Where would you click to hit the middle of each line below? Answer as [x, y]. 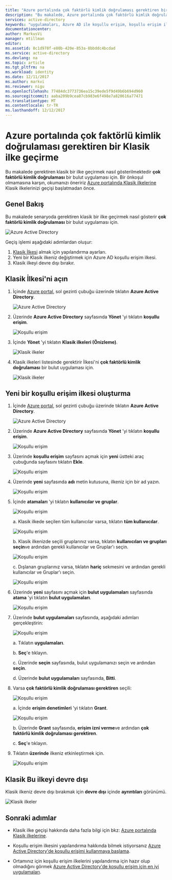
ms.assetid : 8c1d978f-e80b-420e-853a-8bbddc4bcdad [60, 48]
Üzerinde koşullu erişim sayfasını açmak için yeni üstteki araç [78, 456]
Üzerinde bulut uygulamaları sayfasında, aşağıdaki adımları [76, 618]
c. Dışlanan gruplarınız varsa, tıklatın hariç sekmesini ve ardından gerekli [89, 567]
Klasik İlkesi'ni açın [37, 279]
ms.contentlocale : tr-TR [32, 106]
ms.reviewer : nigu [25, 86]
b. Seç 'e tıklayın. [30, 653]
